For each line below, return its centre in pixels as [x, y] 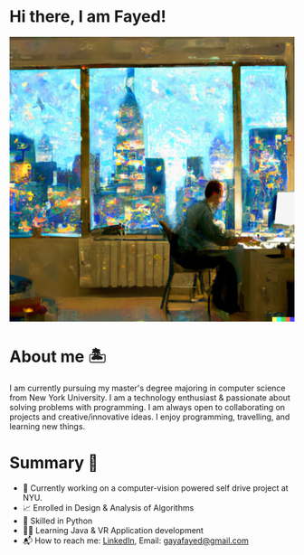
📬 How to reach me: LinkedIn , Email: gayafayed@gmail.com [135, 541]
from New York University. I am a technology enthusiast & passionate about [150, 397]
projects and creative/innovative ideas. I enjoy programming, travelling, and [150, 417]
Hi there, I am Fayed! [88, 17]
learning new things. [47, 426]
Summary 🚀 [54, 463]
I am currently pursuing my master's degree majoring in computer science [148, 388]
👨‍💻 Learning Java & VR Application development [113, 530]
